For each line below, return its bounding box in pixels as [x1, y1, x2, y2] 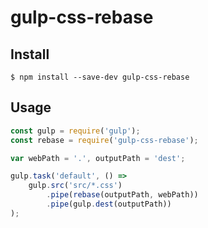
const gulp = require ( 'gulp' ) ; [10, 126, 141, 136]
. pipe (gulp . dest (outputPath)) [46, 199, 172, 210]
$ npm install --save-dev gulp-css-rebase [10, 72, 190, 82]
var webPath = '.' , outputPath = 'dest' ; [10, 153, 186, 163]
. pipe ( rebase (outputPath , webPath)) [46, 190, 199, 200]
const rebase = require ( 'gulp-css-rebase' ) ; [10, 135, 199, 145]
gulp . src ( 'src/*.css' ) [28, 181, 123, 191]
